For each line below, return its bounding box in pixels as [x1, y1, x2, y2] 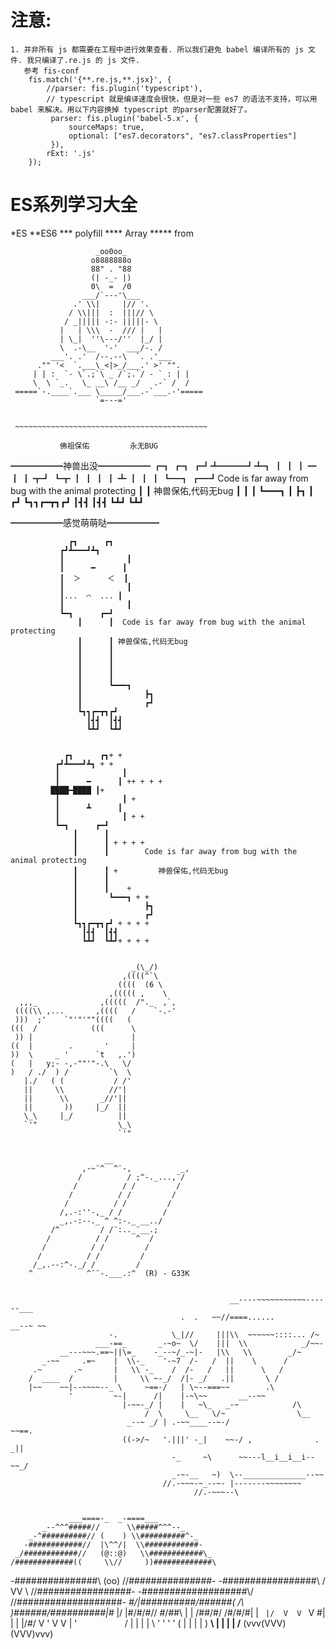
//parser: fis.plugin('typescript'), [46, 83, 203, 93]
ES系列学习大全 [10, 194, 138, 216]
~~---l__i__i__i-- [238, 1452, 315, 1462]
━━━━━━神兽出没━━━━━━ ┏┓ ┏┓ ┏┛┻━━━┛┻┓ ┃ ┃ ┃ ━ [10, 459, 317, 471]
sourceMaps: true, [68, 122, 145, 132]
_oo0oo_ [95, 246, 128, 256]
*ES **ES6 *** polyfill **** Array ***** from [10, 227, 194, 239]
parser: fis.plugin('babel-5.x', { [50, 113, 199, 123]
